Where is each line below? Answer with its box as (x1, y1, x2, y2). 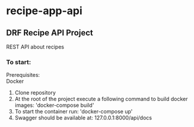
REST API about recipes (6, 43, 64, 50)
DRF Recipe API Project (6, 28, 93, 38)
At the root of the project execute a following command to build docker (14, 96, 188, 103)
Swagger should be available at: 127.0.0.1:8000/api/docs (14, 114, 152, 122)
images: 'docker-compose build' (14, 102, 94, 109)
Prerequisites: (6, 71, 40, 79)
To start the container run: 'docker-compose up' (14, 108, 133, 115)
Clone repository (14, 89, 56, 96)
